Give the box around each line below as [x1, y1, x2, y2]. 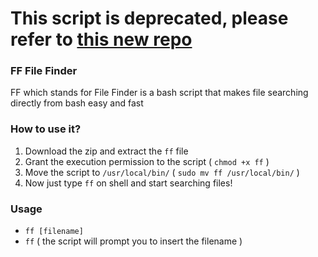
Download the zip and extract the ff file [24, 145, 189, 157]
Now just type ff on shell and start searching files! [24, 177, 233, 189]
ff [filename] [24, 227, 84, 237]
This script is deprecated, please [10, 7, 289, 30]
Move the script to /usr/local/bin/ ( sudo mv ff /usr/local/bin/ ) [24, 166, 300, 178]
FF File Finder [10, 64, 78, 78]
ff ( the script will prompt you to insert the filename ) [24, 235, 243, 247]
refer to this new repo [10, 28, 193, 51]
